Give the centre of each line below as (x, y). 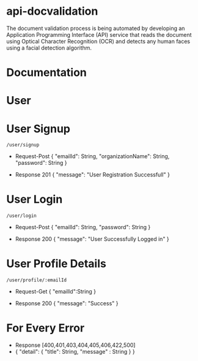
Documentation (47, 73)
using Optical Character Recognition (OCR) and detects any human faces (98, 41)
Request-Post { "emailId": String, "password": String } (83, 227)
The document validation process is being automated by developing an (96, 28)
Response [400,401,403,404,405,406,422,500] (75, 345)
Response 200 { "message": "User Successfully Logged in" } (92, 239)
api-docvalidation (52, 11)
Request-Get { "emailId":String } (56, 292)
